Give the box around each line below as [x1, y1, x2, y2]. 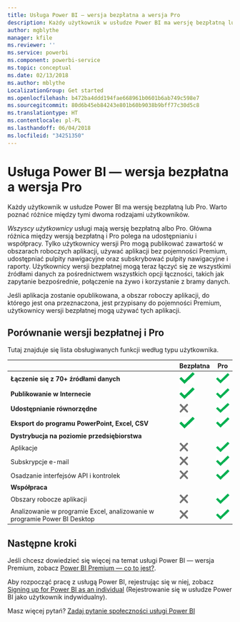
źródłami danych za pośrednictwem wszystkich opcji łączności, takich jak [7, 269, 224, 278]
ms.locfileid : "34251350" [7, 132, 84, 139]
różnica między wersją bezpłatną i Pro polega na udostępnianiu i [7, 231, 197, 240]
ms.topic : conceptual [7, 64, 72, 71]
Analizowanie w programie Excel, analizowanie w [10, 507, 155, 516]
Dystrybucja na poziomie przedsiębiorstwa [10, 431, 142, 440]
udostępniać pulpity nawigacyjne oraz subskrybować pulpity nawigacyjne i [7, 254, 229, 263]
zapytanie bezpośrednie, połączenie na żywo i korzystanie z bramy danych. [7, 277, 231, 286]
